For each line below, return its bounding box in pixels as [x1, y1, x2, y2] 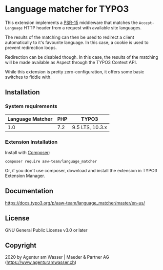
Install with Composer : [5, 149, 50, 155]
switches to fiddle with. [5, 74, 52, 80]
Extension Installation [5, 138, 58, 145]
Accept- [139, 21, 155, 25]
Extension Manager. [5, 173, 45, 179]
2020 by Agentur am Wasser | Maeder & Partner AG [5, 254, 109, 260]
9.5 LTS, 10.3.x [72, 124, 107, 131]
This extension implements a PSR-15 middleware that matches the [5, 20, 138, 25]
